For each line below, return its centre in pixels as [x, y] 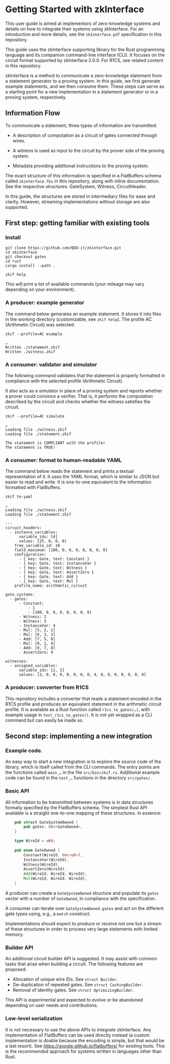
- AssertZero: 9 [36, 652]
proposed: [16, 969]
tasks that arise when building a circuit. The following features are [74, 964]
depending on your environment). [40, 290]
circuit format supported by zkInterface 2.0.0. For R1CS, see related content [84, 60]
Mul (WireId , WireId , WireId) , [55, 879]
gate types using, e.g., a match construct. [48, 914]
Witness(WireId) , [42, 864]
